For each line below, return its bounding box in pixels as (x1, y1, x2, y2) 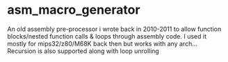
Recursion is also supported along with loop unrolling (7, 47, 160, 55)
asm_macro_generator (7, 2, 140, 18)
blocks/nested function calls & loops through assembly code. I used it (7, 32, 207, 40)
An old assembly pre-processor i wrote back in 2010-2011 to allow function (7, 25, 222, 33)
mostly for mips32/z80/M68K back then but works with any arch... (7, 39, 198, 48)
